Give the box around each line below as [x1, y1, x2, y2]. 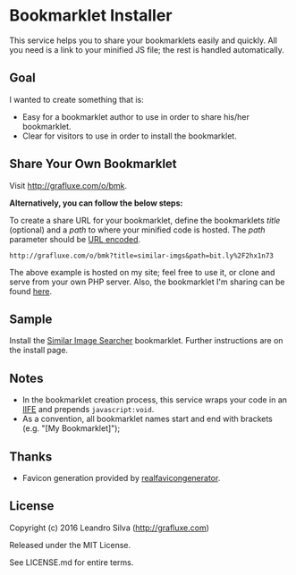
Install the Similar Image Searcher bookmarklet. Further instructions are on [9, 335, 283, 346]
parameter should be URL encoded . [9, 233, 141, 244]
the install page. [9, 345, 69, 356]
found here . [9, 285, 52, 296]
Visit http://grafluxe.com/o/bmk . [9, 180, 128, 190]
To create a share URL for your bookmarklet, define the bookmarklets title [9, 215, 281, 225]
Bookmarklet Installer [9, 5, 173, 26]
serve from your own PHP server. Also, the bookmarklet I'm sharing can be [9, 276, 285, 287]
